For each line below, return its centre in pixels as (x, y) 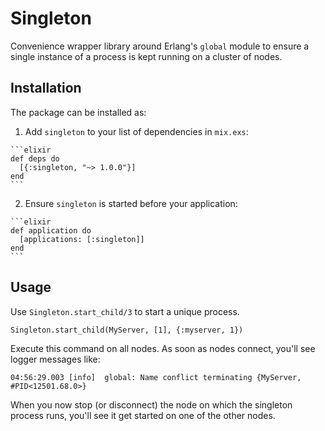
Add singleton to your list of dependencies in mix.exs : (136, 131)
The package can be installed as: (78, 112)
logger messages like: (55, 359)
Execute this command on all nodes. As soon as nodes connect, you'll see (163, 348)
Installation (46, 88)
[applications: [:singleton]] (82, 239)
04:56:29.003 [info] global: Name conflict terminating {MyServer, (156, 377)
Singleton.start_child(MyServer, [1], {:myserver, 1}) (127, 330)
